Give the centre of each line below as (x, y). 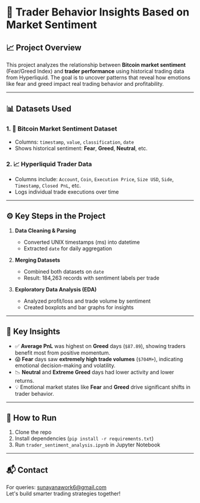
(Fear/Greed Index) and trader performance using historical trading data (95, 71)
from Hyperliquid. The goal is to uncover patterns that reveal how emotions (98, 77)
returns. (24, 380)
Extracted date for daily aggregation (68, 248)
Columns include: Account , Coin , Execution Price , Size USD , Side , (94, 179)
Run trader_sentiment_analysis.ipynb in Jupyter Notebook (87, 445)
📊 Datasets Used (39, 109)
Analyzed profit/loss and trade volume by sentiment (87, 301)
